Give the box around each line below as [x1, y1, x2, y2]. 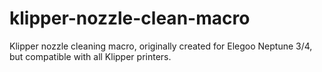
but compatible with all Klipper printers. [9, 50, 172, 62]
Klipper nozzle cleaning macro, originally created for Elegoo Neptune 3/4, [9, 40, 313, 52]
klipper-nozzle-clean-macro [9, 7, 251, 30]
